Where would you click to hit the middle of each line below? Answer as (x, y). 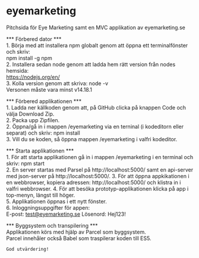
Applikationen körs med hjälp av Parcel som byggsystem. (76, 232)
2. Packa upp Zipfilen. (33, 120)
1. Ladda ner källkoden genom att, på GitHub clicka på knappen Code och (96, 107)
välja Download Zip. (30, 114)
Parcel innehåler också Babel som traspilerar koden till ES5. (79, 238)
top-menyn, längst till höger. (41, 195)
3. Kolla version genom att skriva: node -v (57, 83)
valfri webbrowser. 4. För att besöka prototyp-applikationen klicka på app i (97, 188)
